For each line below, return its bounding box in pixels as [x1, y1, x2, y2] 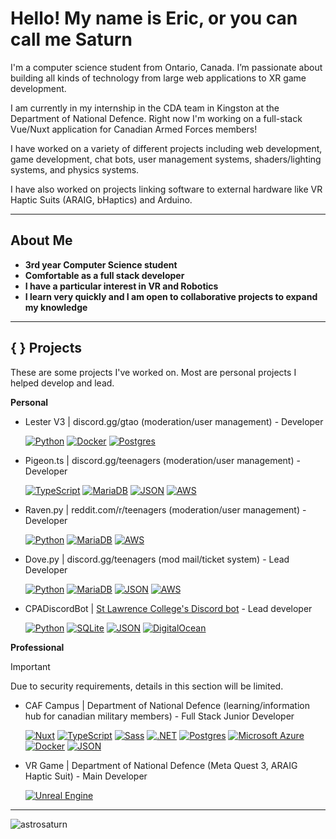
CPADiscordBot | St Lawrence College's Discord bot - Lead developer [24, 602, 313, 614]
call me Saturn [10, 28, 133, 51]
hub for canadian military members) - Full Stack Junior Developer [24, 710, 295, 722]
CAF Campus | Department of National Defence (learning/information [24, 699, 310, 711]
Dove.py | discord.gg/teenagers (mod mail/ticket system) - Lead [24, 553, 290, 565]
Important [10, 660, 51, 672]
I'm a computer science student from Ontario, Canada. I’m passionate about [10, 61, 323, 73]
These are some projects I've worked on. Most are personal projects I [10, 366, 297, 378]
